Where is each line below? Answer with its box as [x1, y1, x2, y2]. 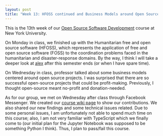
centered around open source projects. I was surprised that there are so [5, 75, 149, 81]
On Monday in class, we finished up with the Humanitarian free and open [5, 39, 151, 45]
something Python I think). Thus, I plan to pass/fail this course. [5, 125, 130, 131]
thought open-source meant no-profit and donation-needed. [5, 85, 126, 91]
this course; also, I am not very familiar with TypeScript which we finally [5, 115, 148, 121]
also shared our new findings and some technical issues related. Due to [5, 105, 148, 111]
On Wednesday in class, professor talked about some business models [5, 69, 147, 75]
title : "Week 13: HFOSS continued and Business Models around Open [5, 12, 145, 17]
